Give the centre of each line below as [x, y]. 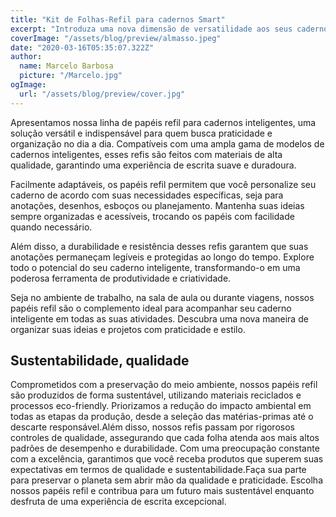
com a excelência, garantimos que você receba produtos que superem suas [167, 459]
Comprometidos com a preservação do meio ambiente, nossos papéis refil [164, 385]
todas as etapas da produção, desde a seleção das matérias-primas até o [162, 417]
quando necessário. [51, 227]
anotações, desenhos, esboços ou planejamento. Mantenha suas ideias [157, 205]
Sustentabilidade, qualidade [100, 361]
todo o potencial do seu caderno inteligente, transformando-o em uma [155, 267]
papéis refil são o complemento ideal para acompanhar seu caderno [151, 308]
